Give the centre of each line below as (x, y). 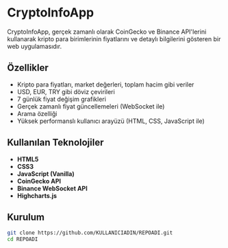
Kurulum (26, 217)
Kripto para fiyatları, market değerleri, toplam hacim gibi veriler (105, 84)
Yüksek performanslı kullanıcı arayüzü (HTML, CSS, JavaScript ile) (111, 121)
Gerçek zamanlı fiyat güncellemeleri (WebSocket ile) (91, 106)
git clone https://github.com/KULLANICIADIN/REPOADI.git (90, 233)
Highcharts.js (37, 195)
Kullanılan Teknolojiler (55, 143)
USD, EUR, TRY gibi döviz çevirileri (66, 91)
